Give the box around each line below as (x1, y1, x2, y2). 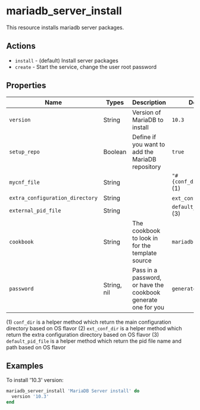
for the (132, 241, 151, 249)
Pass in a (132, 266, 158, 274)
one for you (132, 303, 165, 311)
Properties (6, 80, 46, 90)
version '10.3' (11, 394, 49, 400)
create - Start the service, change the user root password (14, 63, 157, 70)
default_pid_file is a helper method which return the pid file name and (6, 337, 182, 345)
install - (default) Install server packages (14, 57, 119, 64)
